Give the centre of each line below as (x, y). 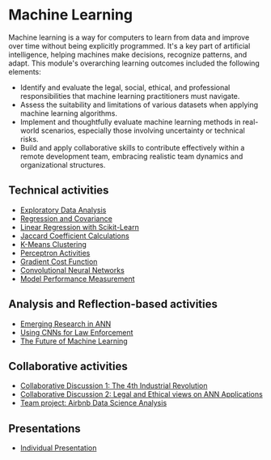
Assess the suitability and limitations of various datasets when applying (139, 104)
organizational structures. (63, 164)
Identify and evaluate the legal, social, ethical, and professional (125, 87)
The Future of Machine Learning (74, 341)
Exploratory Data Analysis (63, 210)
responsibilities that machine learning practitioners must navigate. (130, 96)
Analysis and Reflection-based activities (113, 304)
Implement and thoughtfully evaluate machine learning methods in (130, 121)
